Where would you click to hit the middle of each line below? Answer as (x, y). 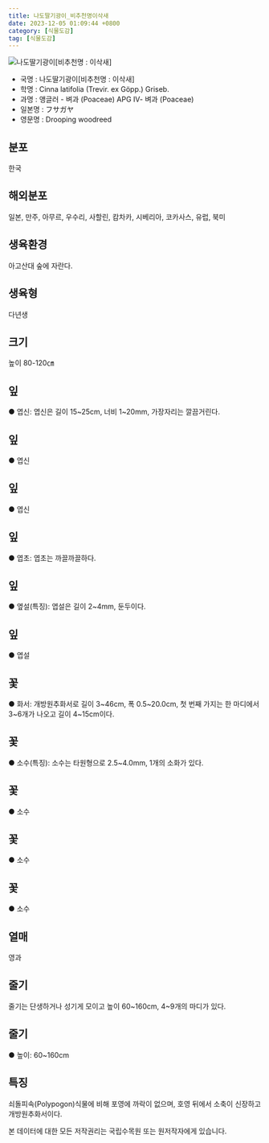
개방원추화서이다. (35, 1114)
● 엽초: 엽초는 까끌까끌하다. (52, 558)
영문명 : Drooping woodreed (66, 120)
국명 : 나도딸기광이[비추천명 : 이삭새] (77, 79)
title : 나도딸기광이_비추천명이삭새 (59, 16)
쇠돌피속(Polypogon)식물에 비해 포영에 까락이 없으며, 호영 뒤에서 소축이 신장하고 (134, 1104)
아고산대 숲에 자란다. (41, 266)
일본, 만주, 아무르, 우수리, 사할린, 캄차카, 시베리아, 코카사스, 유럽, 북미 (117, 217)
